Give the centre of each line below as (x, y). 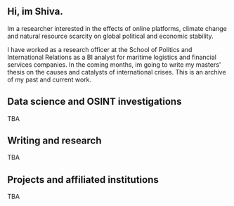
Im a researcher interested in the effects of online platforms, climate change (117, 28)
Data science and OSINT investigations (95, 102)
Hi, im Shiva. (35, 12)
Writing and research (54, 141)
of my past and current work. (50, 79)
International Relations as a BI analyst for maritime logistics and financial (112, 57)
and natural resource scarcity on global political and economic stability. (111, 36)
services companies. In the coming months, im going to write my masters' (114, 64)
